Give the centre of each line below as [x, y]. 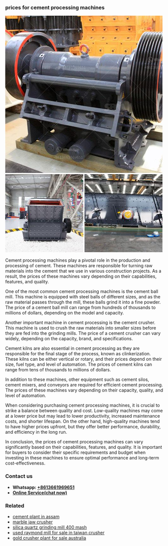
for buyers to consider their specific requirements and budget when [75, 452]
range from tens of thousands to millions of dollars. [58, 370]
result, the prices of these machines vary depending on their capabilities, [81, 276]
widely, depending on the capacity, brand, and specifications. [69, 339]
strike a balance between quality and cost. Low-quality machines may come [84, 411]
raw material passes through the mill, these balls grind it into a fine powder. [83, 302]
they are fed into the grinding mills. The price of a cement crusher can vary [83, 333]
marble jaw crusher [32, 522]
